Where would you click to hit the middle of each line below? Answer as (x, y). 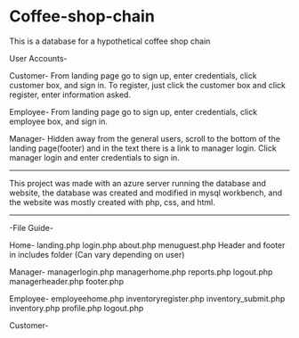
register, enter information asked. (70, 95)
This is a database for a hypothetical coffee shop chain (110, 41)
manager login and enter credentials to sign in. (94, 157)
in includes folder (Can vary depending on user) (97, 254)
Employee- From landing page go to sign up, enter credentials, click (133, 111)
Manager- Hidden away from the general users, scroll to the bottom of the (145, 138)
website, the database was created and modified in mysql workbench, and (146, 193)
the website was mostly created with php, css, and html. (113, 202)
